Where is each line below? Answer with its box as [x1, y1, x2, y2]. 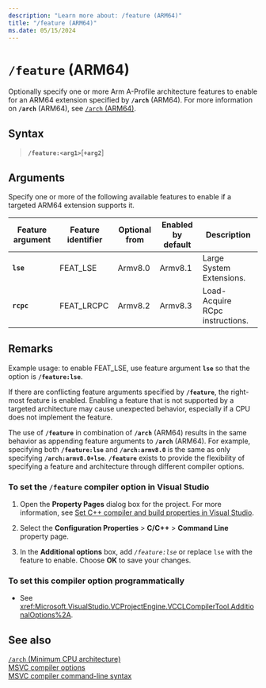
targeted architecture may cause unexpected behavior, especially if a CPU [8, 404, 251, 413]
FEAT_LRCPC [59, 300, 109, 311]
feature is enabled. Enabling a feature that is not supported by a [26, 395, 234, 405]
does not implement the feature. [8, 412, 113, 422]
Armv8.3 [159, 300, 192, 311]
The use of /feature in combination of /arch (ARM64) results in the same [8, 427, 247, 437]
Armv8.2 [117, 300, 150, 311]
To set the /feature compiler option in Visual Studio [8, 481, 210, 493]
